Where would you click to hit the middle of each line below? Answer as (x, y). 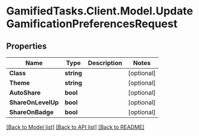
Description (105, 63)
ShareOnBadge (32, 112)
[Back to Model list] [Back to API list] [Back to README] (75, 127)
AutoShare (25, 93)
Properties (27, 46)
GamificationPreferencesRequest (92, 24)
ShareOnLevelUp (34, 102)
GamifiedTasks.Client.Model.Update (100, 11)
